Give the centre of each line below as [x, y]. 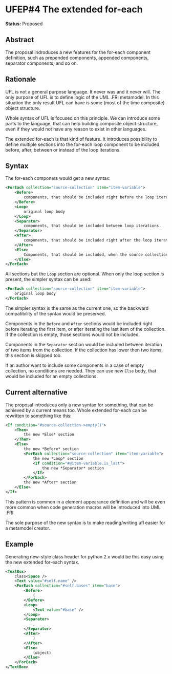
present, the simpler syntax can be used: [48, 279]
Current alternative [36, 392]
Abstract [20, 40]
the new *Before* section [51, 449]
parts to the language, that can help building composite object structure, [82, 123]
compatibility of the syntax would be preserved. [56, 313]
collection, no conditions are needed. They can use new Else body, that [81, 370]
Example [19, 544]
